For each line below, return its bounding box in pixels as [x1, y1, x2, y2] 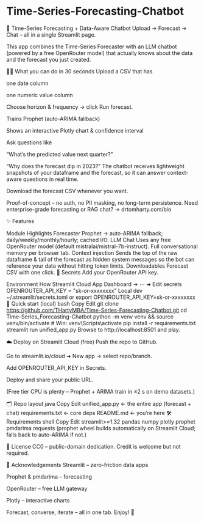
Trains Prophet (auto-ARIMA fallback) [6, 115, 100, 122]
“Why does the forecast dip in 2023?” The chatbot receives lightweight [6, 162, 185, 169]
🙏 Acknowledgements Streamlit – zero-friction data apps [6, 461, 149, 468]
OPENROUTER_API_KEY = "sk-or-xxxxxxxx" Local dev [6, 287, 143, 294]
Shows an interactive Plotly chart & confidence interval [6, 127, 144, 134]
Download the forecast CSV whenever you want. [6, 187, 128, 194]
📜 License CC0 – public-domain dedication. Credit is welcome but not [6, 443, 181, 450]
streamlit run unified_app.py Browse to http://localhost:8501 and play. [6, 326, 181, 333]
